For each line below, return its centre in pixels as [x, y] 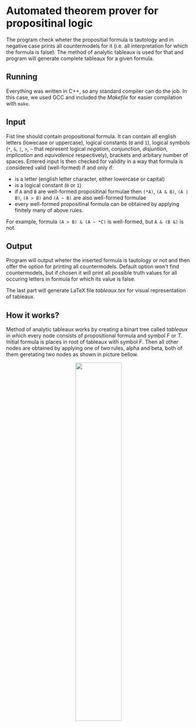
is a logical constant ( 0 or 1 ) [48, 185]
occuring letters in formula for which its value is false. [71, 279]
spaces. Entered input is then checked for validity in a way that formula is [95, 161]
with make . [18, 104]
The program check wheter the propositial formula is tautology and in [90, 39]
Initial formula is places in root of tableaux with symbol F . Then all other [92, 342]
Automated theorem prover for [82, 11]
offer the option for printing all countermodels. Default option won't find [93, 266]
